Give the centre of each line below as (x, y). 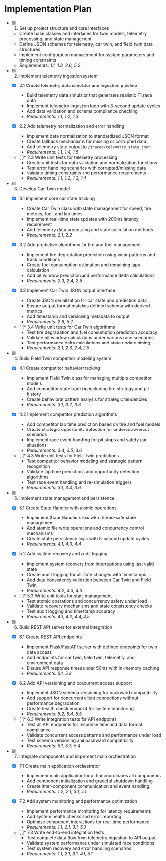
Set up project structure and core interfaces (64, 28)
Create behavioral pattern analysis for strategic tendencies (87, 399)
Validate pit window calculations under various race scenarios (90, 338)
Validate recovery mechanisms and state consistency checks (89, 606)
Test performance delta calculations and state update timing (88, 343)
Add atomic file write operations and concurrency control (85, 528)
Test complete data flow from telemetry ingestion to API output (91, 837)
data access (39, 652)
